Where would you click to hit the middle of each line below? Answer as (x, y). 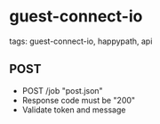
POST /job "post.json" (63, 90)
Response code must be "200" (79, 100)
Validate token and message (74, 110)
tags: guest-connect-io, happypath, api (81, 41)
